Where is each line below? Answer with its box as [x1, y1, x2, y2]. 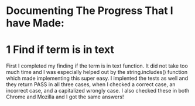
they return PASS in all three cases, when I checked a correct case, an [6, 81, 176, 88]
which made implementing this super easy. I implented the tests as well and [6, 75, 189, 82]
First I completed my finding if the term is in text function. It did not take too [6, 62, 189, 69]
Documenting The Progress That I [6, 4, 174, 17]
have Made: [6, 16, 64, 30]
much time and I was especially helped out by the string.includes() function [6, 69, 188, 76]
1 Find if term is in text [6, 43, 114, 56]
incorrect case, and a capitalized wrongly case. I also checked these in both [6, 87, 190, 94]
